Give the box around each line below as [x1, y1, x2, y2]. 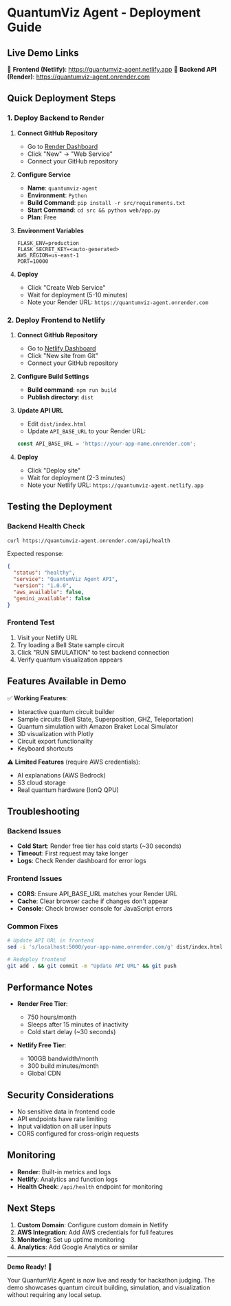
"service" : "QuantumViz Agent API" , [13, 576, 118, 583]
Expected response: [7, 550, 64, 558]
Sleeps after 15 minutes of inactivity [27, 1020, 129, 1029]
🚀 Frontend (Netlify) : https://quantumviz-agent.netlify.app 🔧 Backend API [7, 66, 217, 73]
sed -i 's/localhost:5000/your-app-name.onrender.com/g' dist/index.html [7, 943, 223, 950]
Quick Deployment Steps [7, 92, 116, 104]
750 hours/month [27, 1013, 77, 1022]
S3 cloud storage [16, 778, 67, 786]
